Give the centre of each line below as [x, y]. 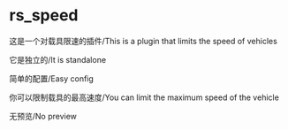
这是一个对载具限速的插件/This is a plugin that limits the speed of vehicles [144, 41]
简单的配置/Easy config [52, 78]
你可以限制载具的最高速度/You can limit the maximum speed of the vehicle [144, 97]
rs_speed [44, 15]
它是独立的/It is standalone [58, 59]
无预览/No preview [43, 116]
